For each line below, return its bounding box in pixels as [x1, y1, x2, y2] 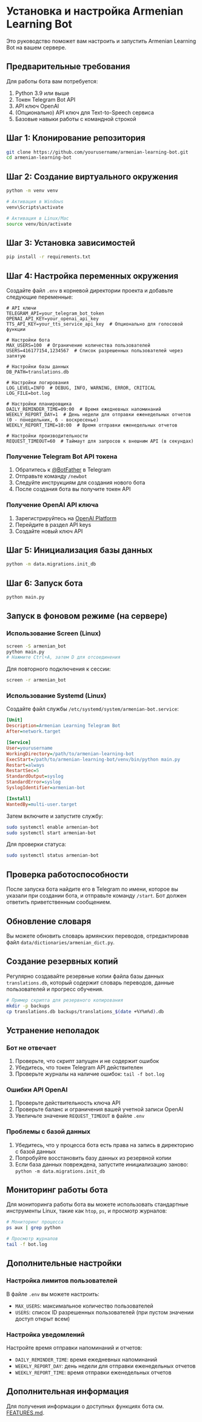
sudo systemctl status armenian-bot [6, 852, 99, 859]
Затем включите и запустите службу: [6, 812, 103, 820]
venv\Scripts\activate [6, 204, 64, 211]
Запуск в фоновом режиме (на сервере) [6, 611, 168, 621]
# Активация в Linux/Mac [6, 215, 69, 221]
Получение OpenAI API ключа [6, 501, 99, 509]
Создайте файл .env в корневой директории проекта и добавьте [6, 287, 173, 294]
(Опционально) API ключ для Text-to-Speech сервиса [15, 108, 155, 116]
